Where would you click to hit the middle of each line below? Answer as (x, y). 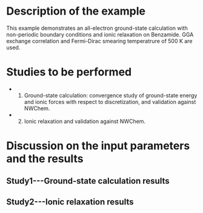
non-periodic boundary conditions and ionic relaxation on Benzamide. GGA (100, 34)
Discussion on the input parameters (98, 146)
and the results (45, 159)
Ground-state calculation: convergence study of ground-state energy (111, 95)
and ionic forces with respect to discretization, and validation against (110, 102)
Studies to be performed (69, 72)
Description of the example (76, 11)
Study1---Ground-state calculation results (88, 181)
